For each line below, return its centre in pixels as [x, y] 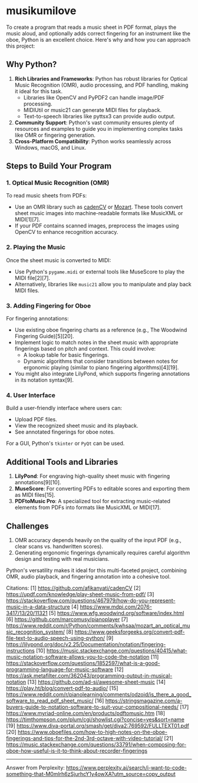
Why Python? [32, 65]
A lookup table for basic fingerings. [66, 355]
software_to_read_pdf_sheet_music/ [50, 701]
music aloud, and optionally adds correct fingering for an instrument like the [98, 33]
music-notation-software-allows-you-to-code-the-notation [78, 657]
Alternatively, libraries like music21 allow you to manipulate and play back [103, 284]
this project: [21, 46]
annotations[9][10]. [38, 483]
